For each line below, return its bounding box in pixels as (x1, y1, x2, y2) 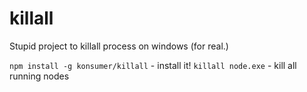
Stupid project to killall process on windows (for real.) (9, 40, 229, 52)
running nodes (9, 70, 70, 82)
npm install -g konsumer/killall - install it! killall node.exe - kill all (9, 59, 297, 71)
